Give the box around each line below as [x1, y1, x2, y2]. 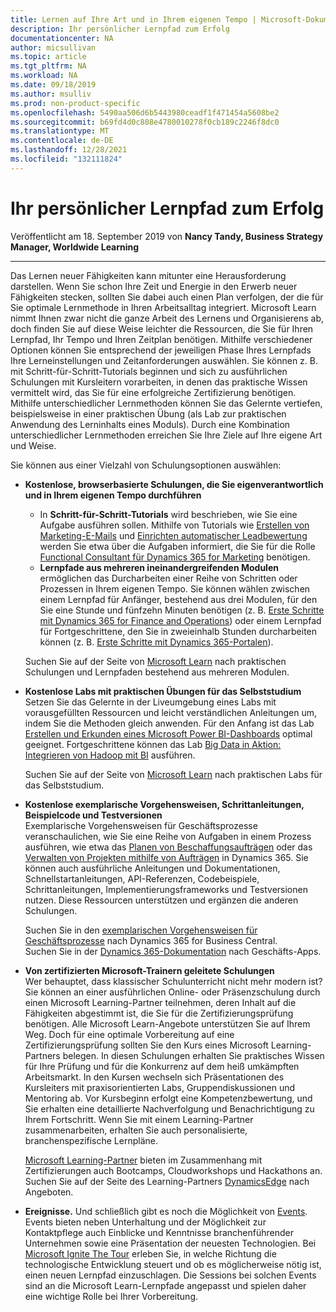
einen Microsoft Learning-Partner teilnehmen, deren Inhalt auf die [24, 996, 297, 1008]
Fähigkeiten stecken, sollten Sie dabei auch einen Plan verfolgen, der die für [10, 291, 324, 303]
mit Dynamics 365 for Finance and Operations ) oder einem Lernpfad [39, 614, 322, 626]
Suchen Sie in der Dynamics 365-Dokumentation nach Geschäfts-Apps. [24, 945, 322, 957]
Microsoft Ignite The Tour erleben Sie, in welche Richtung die [24, 1247, 277, 1260]
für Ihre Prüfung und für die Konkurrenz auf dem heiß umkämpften [24, 1060, 300, 1072]
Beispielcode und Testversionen [24, 809, 163, 821]
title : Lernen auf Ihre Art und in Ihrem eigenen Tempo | [10, 14, 257, 25]
